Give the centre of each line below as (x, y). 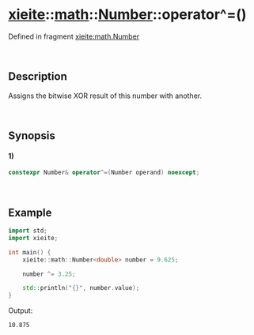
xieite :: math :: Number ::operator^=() (127, 15)
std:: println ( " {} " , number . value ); (81, 288)
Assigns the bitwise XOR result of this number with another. (105, 96)
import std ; (28, 231)
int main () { (30, 252)
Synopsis (32, 136)
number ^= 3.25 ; (49, 274)
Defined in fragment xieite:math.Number (74, 36)
